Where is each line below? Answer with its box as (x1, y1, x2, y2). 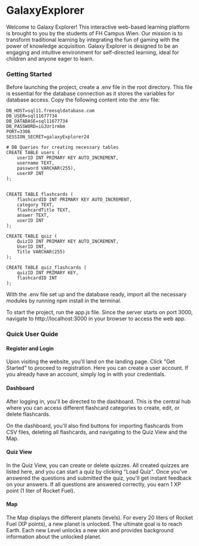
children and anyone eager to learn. (6, 55, 94, 62)
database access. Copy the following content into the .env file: (6, 96, 160, 103)
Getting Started (6, 70, 52, 78)
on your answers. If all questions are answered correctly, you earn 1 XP (6, 480, 181, 487)
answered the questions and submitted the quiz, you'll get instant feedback (6, 474, 192, 481)
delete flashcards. (6, 410, 51, 418)
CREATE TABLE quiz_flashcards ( (6, 265, 87, 271)
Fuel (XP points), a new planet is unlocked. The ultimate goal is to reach (6, 520, 183, 527)
